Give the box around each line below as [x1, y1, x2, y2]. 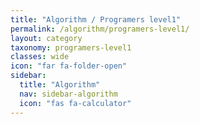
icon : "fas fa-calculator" [19, 98, 132, 108]
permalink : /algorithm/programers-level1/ [10, 24, 190, 34]
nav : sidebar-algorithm [19, 89, 118, 99]
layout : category [10, 33, 83, 43]
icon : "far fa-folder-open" [10, 61, 128, 71]
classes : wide [10, 52, 70, 62]
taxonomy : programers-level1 [10, 42, 132, 53]
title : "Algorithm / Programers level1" [10, 14, 182, 25]
